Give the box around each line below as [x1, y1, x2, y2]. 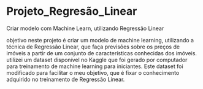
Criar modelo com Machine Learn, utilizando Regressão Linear [6, 25, 164, 32]
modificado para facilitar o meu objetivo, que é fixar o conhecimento [6, 69, 180, 76]
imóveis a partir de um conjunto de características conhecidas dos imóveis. [6, 49, 197, 56]
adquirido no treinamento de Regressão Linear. [6, 75, 125, 83]
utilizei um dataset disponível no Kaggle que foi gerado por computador [6, 56, 188, 63]
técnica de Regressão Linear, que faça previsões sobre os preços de [6, 43, 180, 50]
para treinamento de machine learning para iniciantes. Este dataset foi [6, 63, 183, 70]
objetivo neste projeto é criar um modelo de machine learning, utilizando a [6, 36, 194, 44]
